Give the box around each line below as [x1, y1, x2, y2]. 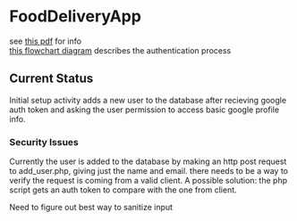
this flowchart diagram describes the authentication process [9, 45, 232, 55]
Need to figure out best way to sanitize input [9, 202, 173, 213]
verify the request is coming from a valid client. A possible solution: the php [9, 176, 288, 186]
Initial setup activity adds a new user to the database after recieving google [9, 94, 287, 105]
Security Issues [9, 135, 79, 148]
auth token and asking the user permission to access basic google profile [9, 104, 280, 115]
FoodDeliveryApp [9, 6, 141, 27]
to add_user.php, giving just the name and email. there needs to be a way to [9, 166, 289, 176]
